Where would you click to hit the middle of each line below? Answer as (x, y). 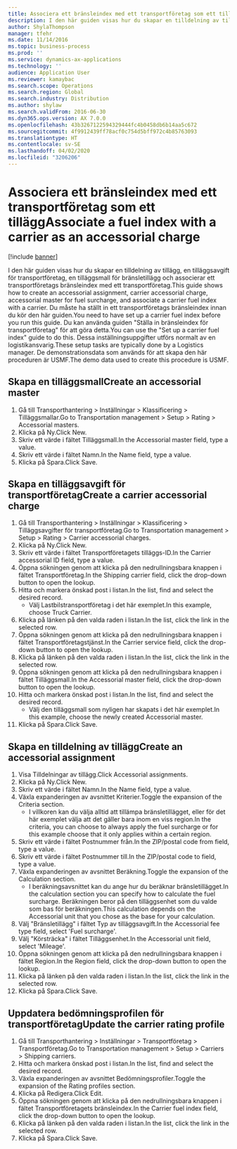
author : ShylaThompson (41, 27)
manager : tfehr (30, 33)
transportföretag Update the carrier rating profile (116, 1024)
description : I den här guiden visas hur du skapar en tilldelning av (114, 20)
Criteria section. (41, 805)
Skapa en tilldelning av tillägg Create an (96, 747)
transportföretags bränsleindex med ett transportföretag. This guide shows (116, 285)
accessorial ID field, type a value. (66, 560)
